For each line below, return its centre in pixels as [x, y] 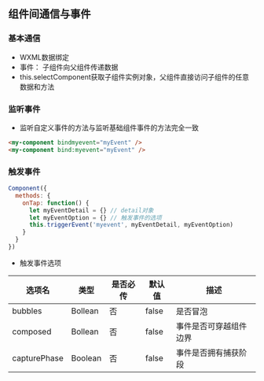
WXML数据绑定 [44, 57]
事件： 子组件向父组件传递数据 [69, 67]
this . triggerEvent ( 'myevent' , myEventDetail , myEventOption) [131, 225]
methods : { [33, 195]
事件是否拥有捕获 [207, 353]
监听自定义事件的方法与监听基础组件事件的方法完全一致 [109, 128]
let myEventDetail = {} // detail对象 [91, 210]
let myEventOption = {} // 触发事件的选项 [95, 218]
